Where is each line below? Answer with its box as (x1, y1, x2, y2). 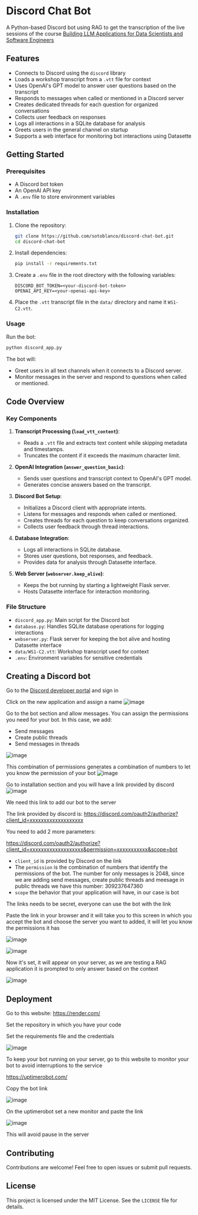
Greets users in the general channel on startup (14, 126, 128, 133)
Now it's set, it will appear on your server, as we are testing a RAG (6, 959, 167, 966)
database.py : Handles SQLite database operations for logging (14, 623, 164, 630)
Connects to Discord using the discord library (14, 69, 126, 76)
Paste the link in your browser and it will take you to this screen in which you (6, 912, 192, 919)
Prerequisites (6, 167, 46, 176)
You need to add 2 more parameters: (6, 828, 96, 835)
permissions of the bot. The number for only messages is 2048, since (14, 870, 185, 877)
